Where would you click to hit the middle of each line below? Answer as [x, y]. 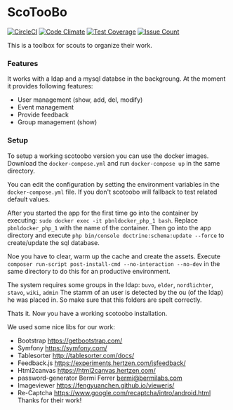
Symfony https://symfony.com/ [62, 348]
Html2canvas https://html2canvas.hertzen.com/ [87, 370]
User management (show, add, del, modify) [80, 100]
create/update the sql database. [54, 242]
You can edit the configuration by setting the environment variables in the [113, 184]
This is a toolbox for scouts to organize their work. [80, 45]
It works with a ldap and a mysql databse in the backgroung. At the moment [116, 79]
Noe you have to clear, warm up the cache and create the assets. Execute [114, 256]
